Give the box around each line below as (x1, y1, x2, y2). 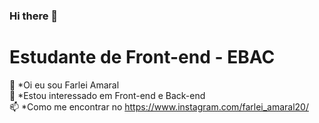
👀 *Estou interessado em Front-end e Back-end (9, 89, 206, 101)
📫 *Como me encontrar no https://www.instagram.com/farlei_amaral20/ (9, 100, 309, 113)
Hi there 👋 (9, 9, 59, 23)
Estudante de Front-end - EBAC (9, 46, 276, 69)
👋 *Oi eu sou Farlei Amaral (9, 79, 120, 91)
